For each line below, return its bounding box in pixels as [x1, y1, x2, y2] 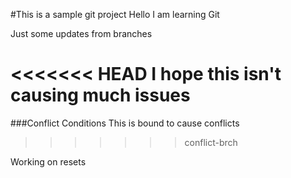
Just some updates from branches [10, 28, 153, 39]
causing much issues [10, 84, 191, 107]
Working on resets [10, 155, 87, 168]
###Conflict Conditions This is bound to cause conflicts [10, 117, 240, 129]
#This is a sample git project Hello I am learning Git [10, 9, 220, 20]
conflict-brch [184, 136, 238, 148]
